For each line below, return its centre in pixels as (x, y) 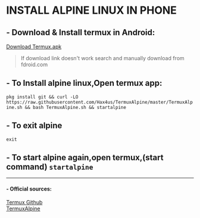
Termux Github (24, 202)
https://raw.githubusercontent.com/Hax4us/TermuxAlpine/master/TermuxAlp (100, 102)
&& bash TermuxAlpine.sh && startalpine (76, 107)
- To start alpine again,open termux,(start (85, 158)
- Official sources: (29, 189)
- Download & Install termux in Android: (81, 32)
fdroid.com (34, 64)
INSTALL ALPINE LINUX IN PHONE (92, 10)
